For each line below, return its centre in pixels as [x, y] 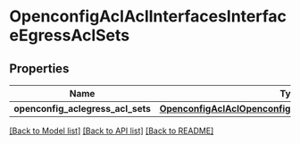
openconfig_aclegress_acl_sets [83, 109]
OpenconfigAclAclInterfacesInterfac [148, 17]
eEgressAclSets [70, 35]
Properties [39, 68]
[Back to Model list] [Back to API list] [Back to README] [112, 131]
